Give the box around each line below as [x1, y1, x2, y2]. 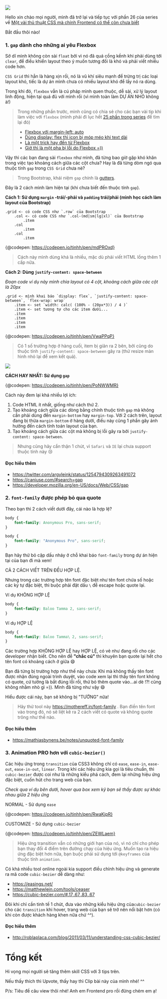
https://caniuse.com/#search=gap [12, 476, 83, 482]
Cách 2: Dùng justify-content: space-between [5, 269, 102, 275]
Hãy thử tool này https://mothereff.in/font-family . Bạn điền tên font [17, 704, 156, 710]
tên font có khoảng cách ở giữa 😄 [5, 659, 75, 665]
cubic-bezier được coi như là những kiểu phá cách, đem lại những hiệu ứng [5, 771, 161, 777]
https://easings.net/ [12, 881, 53, 887]
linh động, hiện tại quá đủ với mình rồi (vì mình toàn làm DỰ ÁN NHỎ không [5, 94, 159, 100]
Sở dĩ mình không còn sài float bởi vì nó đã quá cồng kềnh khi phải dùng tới [5, 53, 162, 59]
